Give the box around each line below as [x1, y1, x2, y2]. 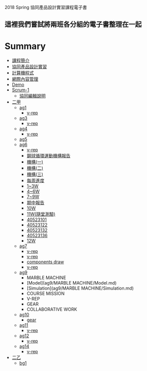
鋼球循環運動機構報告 [26, 153, 71, 159]
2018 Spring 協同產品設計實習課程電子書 [4, 4, 87, 10]
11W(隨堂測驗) [26, 211, 56, 217]
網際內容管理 [11, 76, 38, 82]
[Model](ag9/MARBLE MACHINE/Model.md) [26, 280, 117, 286]
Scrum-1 [11, 87, 29, 93]
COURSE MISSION [26, 291, 65, 297]
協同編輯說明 [19, 93, 46, 99]
